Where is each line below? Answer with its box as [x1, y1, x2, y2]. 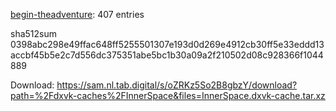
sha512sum [10, 28, 57, 39]
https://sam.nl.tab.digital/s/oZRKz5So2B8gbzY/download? [56, 79, 298, 91]
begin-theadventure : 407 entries [10, 9, 145, 20]
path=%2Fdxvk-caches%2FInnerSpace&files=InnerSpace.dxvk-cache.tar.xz [10, 90, 326, 101]
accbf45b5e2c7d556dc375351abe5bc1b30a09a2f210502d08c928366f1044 [10, 49, 324, 61]
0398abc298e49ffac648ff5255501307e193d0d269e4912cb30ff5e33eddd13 [10, 39, 325, 50]
